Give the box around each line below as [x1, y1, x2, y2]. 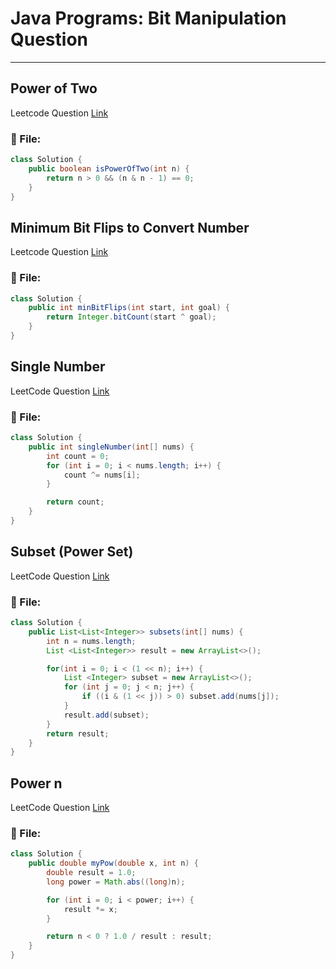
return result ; [46, 728, 110, 739]
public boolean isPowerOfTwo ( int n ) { [28, 163, 190, 174]
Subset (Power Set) [10, 543, 134, 561]
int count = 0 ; [46, 451, 110, 461]
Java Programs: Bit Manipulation [10, 7, 287, 30]
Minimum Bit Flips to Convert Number [10, 219, 250, 236]
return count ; [46, 497, 105, 507]
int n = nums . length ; [46, 636, 137, 646]
